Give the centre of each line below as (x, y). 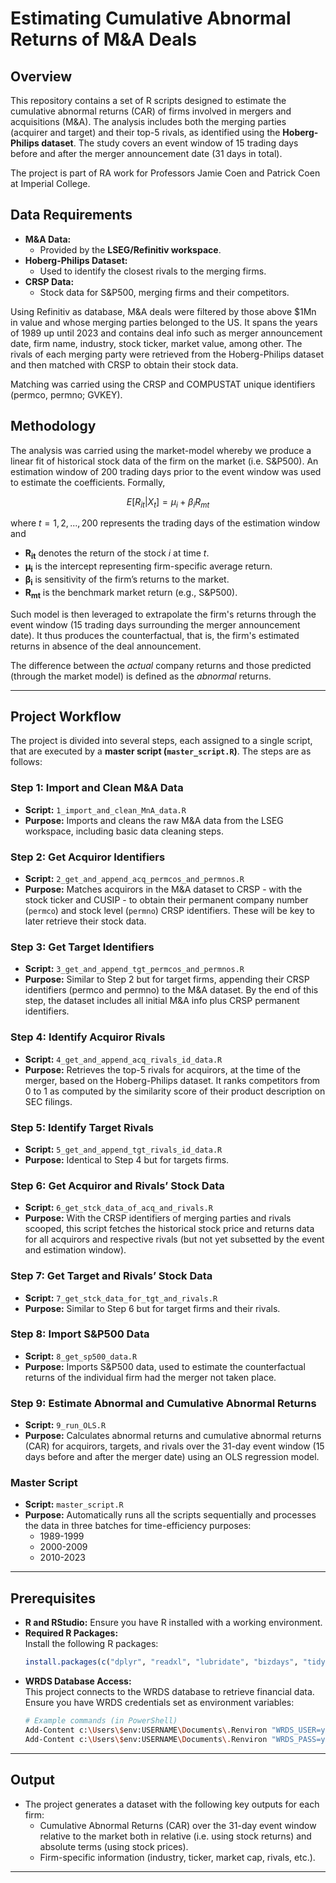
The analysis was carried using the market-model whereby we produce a (161, 450)
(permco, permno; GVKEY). (66, 394)
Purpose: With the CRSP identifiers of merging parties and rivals (158, 1218)
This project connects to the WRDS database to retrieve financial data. (169, 1692)
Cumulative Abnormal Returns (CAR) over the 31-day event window (178, 1825)
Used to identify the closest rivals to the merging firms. (153, 271)
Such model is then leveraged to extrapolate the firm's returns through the (163, 614)
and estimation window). (75, 1250)
